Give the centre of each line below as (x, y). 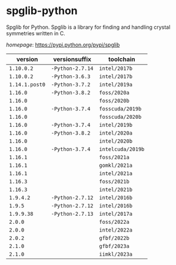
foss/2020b (114, 100)
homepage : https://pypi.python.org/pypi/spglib (63, 45)
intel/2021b (116, 189)
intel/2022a (116, 230)
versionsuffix (72, 59)
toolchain (122, 59)
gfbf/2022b (114, 238)
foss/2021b (114, 181)
